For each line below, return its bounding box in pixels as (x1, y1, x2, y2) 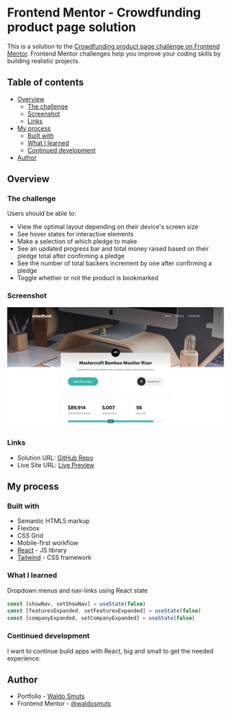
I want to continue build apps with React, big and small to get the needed (7, 647, 214, 655)
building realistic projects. (7, 56, 80, 65)
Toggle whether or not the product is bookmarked (16, 274, 159, 282)
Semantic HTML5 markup (16, 517, 90, 525)
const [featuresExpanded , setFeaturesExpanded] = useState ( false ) (7, 607, 201, 614)
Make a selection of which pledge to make (16, 237, 137, 245)
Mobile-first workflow (16, 539, 79, 547)
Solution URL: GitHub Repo (16, 454, 94, 462)
